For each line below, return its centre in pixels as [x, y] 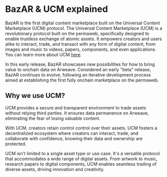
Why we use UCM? [35, 96]
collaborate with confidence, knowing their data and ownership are [74, 138]
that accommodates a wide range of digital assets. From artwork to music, [82, 159]
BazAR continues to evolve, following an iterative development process [78, 75]
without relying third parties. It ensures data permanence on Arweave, [77, 113]
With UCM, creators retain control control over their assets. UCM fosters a [81, 128]
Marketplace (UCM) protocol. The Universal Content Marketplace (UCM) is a [84, 28]
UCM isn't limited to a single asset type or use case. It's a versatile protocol [83, 153]
